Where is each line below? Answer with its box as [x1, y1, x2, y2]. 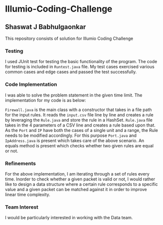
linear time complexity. [5, 192, 50, 197]
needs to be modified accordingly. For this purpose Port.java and [5, 132, 137, 138]
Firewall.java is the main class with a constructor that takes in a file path [5, 107, 152, 112]
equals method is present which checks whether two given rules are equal [5, 143, 154, 148]
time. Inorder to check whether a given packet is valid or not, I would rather [5, 176, 155, 182]
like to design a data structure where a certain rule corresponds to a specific [5, 181, 158, 187]
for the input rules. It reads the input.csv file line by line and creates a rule [5, 112, 154, 117]
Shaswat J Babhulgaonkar [5, 23, 86, 31]
